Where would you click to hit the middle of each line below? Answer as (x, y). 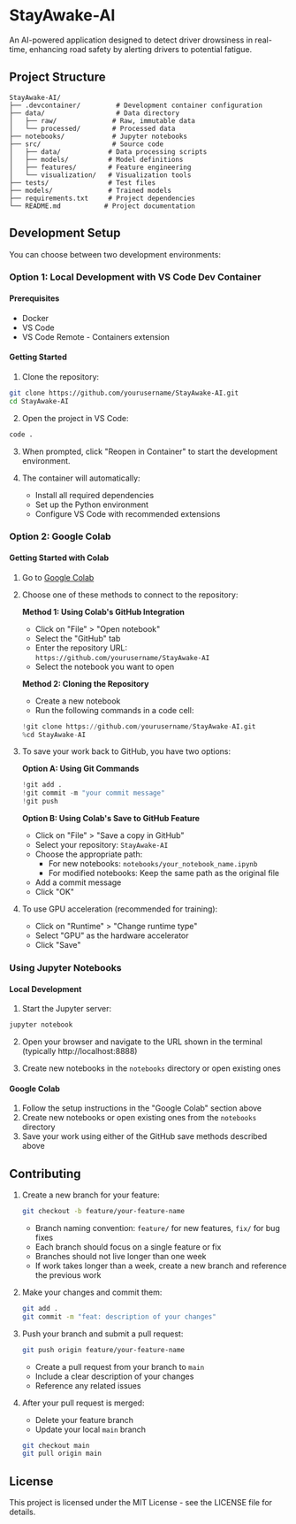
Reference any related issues (88, 1385)
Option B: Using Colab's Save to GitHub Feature (111, 819)
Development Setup (65, 233)
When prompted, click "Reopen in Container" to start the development (150, 451)
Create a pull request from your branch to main (120, 1366)
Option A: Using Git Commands (80, 769)
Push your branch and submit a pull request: (102, 1334)
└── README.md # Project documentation (102, 206)
